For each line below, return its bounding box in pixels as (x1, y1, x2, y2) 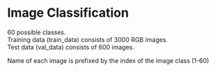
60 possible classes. (7, 28, 66, 36)
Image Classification (7, 5, 129, 21)
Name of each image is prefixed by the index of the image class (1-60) (7, 56, 210, 64)
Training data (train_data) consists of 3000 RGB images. (7, 35, 169, 43)
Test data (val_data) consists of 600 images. (7, 43, 134, 51)
